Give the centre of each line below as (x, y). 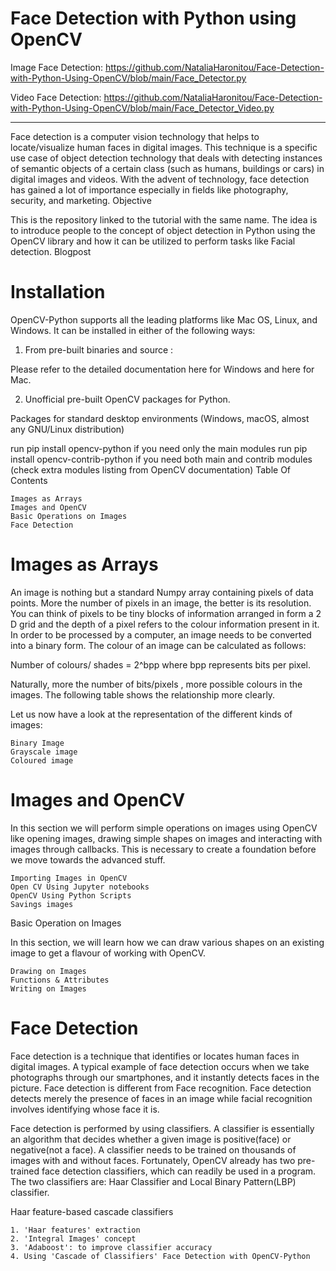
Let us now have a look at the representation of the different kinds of (151, 714)
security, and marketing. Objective (81, 200)
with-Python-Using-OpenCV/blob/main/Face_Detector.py (128, 78)
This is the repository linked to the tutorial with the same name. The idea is (164, 219)
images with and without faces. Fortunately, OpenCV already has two (153, 1160)
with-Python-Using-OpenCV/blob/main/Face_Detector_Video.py (142, 108)
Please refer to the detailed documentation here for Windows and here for (162, 369)
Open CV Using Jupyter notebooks (80, 887)
